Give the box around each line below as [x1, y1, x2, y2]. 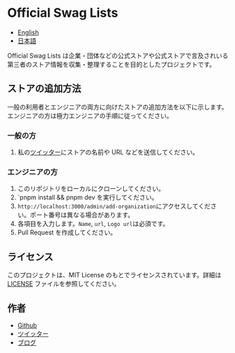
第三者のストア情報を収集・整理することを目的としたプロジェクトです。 [7, 60, 216, 68]
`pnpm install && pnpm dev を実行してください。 [17, 193, 159, 201]
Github [17, 321, 37, 329]
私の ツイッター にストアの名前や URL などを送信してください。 [17, 148, 199, 156]
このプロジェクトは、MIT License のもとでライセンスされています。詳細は [7, 271, 222, 279]
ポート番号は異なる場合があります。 [29, 211, 135, 219]
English [17, 28, 39, 36]
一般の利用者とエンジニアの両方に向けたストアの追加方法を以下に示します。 [7, 102, 228, 111]
